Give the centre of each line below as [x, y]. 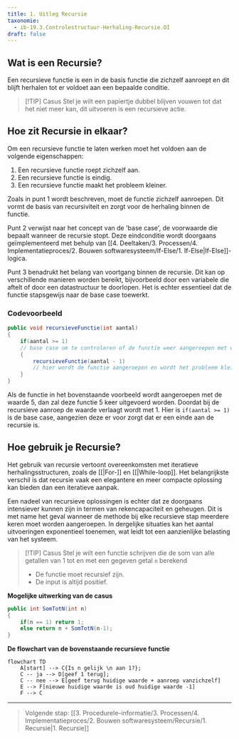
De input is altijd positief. [71, 581]
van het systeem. [33, 539]
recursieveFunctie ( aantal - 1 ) [79, 361]
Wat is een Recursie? [55, 62]
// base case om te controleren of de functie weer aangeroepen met [124, 348]
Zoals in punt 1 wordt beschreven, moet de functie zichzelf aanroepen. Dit [116, 199]
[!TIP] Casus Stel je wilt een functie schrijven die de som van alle [119, 553]
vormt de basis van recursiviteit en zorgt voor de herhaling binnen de [108, 206]
